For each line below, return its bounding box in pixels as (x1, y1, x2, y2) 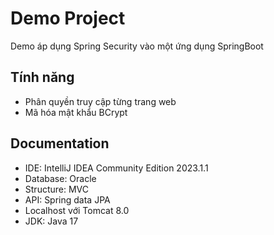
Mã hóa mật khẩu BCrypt (24, 106, 128, 118)
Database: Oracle (24, 172, 97, 184)
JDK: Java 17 (24, 215, 79, 227)
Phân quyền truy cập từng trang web (24, 95, 177, 107)
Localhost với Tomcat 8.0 (24, 204, 130, 216)
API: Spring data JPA (24, 193, 111, 206)
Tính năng (10, 69, 75, 86)
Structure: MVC (24, 183, 89, 195)
